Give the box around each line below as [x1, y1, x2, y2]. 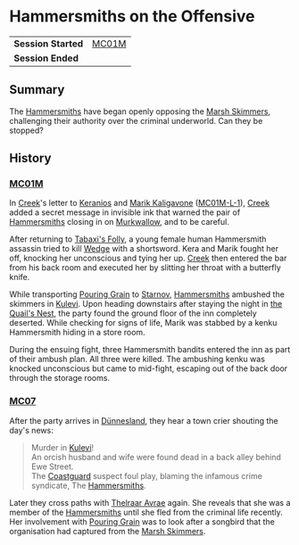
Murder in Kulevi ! [30, 442, 95, 452]
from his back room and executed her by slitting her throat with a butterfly [9, 262, 281, 273]
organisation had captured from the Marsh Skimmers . [9, 525, 206, 536]
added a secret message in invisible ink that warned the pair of [9, 207, 241, 218]
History [9, 151, 52, 166]
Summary [9, 82, 65, 97]
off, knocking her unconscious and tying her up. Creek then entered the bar [9, 252, 287, 264]
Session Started [13, 37, 84, 50]
